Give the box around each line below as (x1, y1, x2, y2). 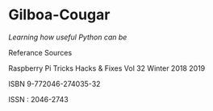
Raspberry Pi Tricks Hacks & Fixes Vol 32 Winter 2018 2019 (8, 63, 206, 73)
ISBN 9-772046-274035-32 (8, 79, 101, 88)
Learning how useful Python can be (8, 32, 127, 42)
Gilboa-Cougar (8, 6, 111, 24)
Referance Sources (8, 47, 73, 57)
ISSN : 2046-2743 (8, 94, 69, 104)
